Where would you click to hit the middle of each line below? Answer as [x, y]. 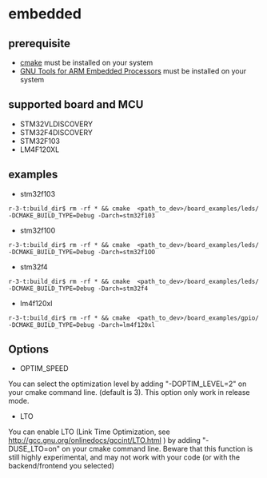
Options [29, 350]
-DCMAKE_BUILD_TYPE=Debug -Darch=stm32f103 [82, 215]
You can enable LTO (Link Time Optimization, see [89, 432]
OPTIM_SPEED [44, 368]
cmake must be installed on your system [86, 62]
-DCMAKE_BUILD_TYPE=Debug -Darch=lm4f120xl [82, 325]
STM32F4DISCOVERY [56, 132]
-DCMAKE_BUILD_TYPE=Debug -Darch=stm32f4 [78, 289]
